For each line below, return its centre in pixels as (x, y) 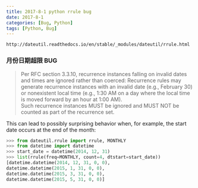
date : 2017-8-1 (25, 17)
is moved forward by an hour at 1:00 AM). (72, 99)
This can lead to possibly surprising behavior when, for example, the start (96, 123)
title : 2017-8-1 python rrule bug (49, 12)
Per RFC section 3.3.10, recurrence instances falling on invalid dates (104, 74)
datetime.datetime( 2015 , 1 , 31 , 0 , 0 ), (56, 168)
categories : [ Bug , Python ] (40, 23)
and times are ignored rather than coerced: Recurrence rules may (101, 80)
